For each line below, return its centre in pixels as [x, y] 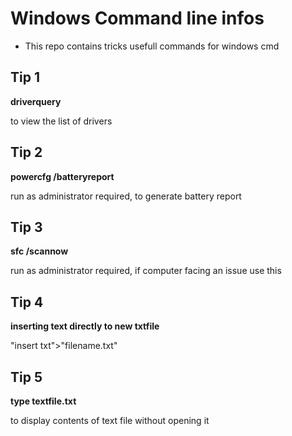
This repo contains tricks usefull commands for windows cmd [152, 46]
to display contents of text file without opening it [110, 420]
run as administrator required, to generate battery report [126, 196]
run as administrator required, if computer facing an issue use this [146, 271]
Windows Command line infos [137, 18]
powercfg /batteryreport [62, 176]
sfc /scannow [39, 251]
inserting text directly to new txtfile [85, 326]
